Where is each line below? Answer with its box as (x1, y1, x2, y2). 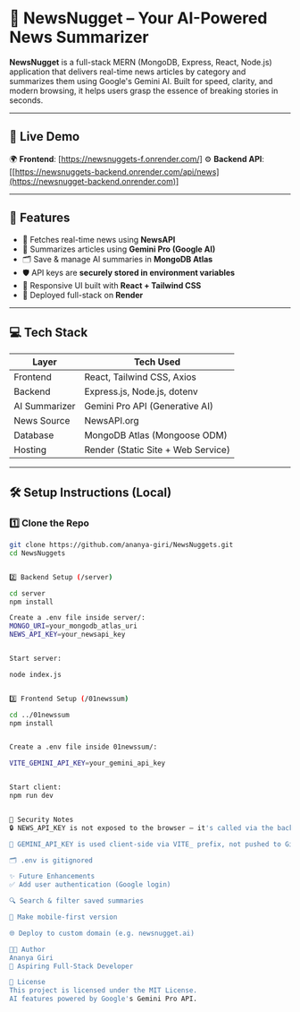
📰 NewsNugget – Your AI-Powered (9, 8, 268, 29)
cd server (9, 588, 46, 598)
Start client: (9, 783, 62, 792)
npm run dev (9, 792, 54, 801)
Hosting (13, 443, 47, 456)
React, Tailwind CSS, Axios (84, 371, 196, 383)
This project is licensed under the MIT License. (9, 986, 198, 995)
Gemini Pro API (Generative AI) (84, 400, 214, 413)
